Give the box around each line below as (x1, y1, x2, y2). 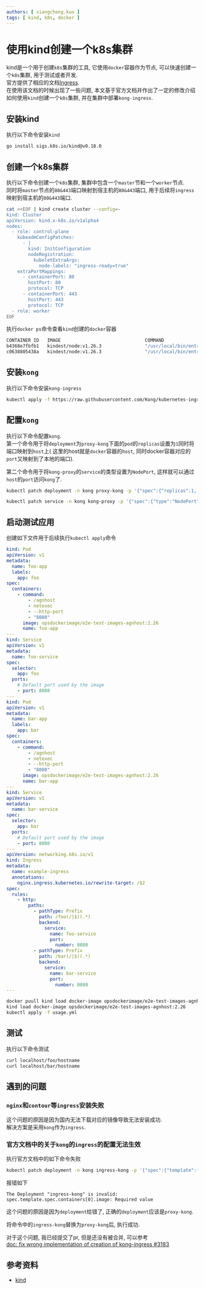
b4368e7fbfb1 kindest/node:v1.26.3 (6, 343, 102, 350)
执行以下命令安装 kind (6, 131, 60, 139)
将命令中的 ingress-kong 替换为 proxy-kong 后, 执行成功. (6, 1221, 140, 1228)
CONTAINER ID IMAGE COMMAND (6, 337, 165, 344)
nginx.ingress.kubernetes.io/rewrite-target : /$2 (17, 880, 146, 886)
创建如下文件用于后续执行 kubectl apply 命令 (6, 534, 117, 542)
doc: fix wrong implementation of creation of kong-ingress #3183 (6, 1241, 169, 1248)
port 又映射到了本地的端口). (6, 455, 74, 462)
